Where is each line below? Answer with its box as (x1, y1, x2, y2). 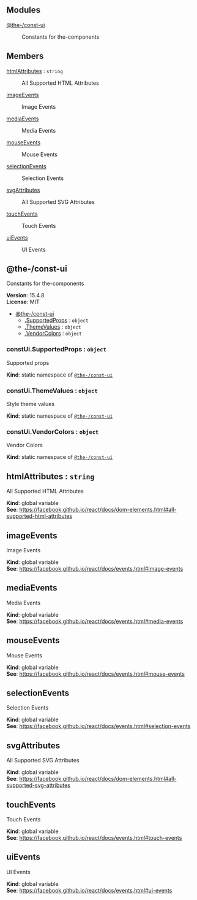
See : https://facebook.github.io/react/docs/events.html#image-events (6, 565, 184, 572)
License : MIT (6, 298, 40, 306)
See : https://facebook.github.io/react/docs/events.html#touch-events (6, 834, 182, 842)
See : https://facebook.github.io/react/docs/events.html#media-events (6, 617, 184, 625)
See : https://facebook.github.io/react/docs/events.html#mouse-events (6, 670, 185, 678)
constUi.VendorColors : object (6, 427, 99, 436)
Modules (6, 5, 41, 15)
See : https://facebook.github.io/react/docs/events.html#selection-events (6, 722, 191, 730)
